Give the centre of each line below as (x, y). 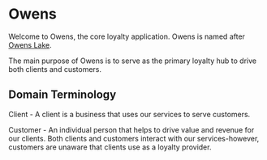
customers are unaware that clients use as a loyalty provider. (110, 147)
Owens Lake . (30, 44)
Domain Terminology (62, 95)
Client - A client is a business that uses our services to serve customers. (129, 114)
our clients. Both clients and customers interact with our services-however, (134, 138)
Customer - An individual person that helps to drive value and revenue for (131, 129)
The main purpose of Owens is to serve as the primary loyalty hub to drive (133, 61)
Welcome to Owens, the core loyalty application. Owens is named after (127, 36)
